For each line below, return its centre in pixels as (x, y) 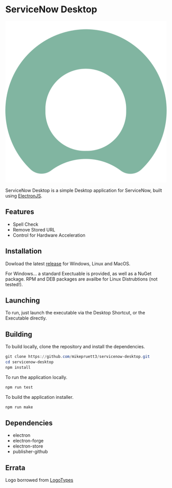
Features (20, 212)
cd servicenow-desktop (29, 362)
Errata (15, 468)
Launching (23, 300)
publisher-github (30, 452)
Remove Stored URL (34, 229)
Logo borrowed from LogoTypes (39, 480)
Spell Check (25, 224)
